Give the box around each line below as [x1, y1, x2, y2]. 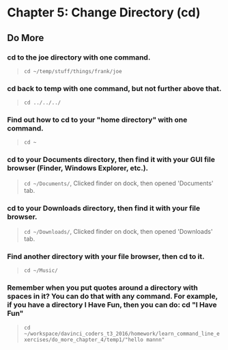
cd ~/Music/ [23, 267, 58, 274]
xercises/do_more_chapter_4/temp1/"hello [23, 336, 143, 343]
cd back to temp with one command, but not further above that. [7, 83, 222, 93]
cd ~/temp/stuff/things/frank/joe [23, 68, 122, 75]
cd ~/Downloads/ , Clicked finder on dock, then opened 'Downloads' [23, 228, 213, 236]
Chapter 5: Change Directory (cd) [7, 5, 201, 21]
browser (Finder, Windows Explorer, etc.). [7, 163, 149, 173]
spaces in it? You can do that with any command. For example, [7, 292, 218, 301]
